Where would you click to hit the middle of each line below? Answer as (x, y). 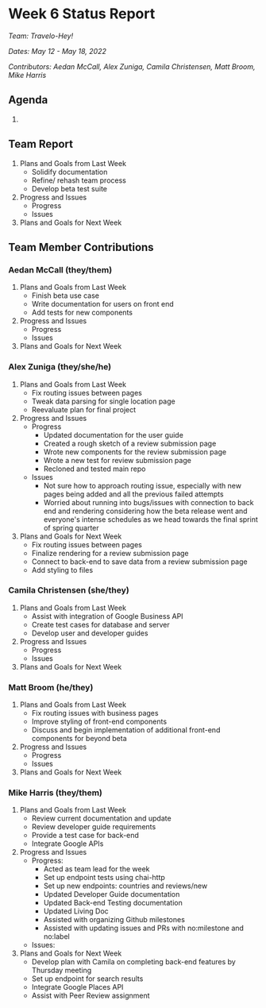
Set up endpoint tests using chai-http (104, 878)
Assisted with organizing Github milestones (114, 920)
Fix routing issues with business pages (95, 713)
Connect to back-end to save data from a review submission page (139, 562)
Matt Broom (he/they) (51, 687)
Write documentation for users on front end (103, 304)
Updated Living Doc (76, 911)
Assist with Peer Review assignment (91, 996)
